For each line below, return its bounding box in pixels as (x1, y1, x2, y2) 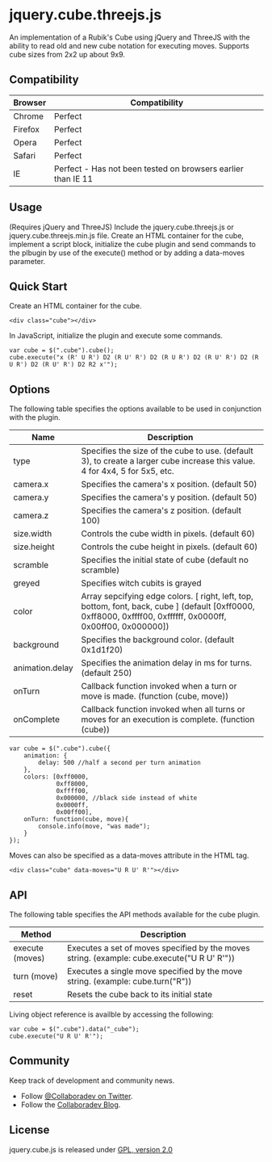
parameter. (9, 256, 46, 266)
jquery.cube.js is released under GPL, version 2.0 (9, 1144, 173, 1154)
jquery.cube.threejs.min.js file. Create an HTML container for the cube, (9, 230, 245, 240)
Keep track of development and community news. (9, 1076, 175, 1085)
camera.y (13, 492, 49, 503)
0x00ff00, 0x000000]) (81, 621, 169, 632)
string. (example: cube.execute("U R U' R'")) (66, 953, 236, 963)
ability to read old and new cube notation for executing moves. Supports (9, 40, 249, 50)
